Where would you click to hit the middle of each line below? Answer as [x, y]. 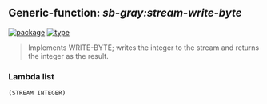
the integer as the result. [68, 56]
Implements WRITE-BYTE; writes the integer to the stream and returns [143, 48]
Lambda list [31, 76]
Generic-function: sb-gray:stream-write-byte [125, 13]
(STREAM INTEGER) [37, 93]
